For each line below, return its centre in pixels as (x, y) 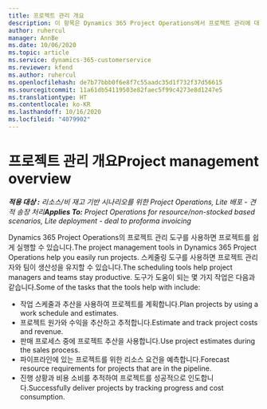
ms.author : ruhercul (43, 75)
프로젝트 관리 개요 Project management (133, 161)
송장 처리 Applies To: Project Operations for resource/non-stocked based (135, 211)
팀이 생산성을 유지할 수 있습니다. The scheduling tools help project (128, 267)
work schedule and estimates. (69, 313)
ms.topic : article (39, 53)
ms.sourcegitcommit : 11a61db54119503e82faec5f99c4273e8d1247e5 (116, 90)
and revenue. (41, 331)
